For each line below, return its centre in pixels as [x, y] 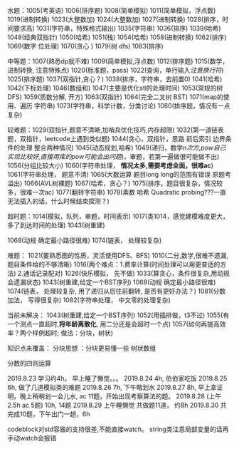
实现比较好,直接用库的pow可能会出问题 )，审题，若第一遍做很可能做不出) [113, 156]
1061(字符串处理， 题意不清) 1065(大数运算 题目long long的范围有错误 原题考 [119, 174]
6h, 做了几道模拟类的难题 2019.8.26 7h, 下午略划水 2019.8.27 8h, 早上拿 [112, 387]
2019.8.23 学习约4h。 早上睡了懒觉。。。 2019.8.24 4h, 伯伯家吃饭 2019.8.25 [117, 378]
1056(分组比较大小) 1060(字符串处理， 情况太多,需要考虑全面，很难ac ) [110, 165]
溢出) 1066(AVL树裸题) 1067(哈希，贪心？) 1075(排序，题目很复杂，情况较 [115, 183]
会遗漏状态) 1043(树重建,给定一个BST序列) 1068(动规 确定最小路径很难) [112, 282]
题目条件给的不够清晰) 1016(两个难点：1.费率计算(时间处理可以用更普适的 [114, 264]
